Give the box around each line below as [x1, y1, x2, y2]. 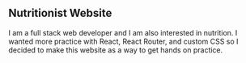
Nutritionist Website [8, 6, 112, 20]
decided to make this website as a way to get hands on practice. [8, 44, 223, 55]
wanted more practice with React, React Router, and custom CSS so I [8, 36, 239, 46]
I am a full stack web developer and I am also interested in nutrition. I [8, 27, 238, 37]
